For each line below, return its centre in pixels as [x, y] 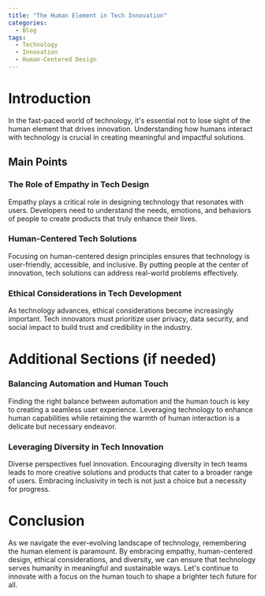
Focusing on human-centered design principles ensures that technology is [129, 256]
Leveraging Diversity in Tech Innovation [86, 447]
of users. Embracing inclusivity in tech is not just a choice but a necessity [127, 480]
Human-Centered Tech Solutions [73, 239]
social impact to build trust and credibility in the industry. [101, 328]
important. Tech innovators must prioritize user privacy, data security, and [128, 319]
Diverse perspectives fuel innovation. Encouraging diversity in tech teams [128, 463]
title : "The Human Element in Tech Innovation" [88, 15]
